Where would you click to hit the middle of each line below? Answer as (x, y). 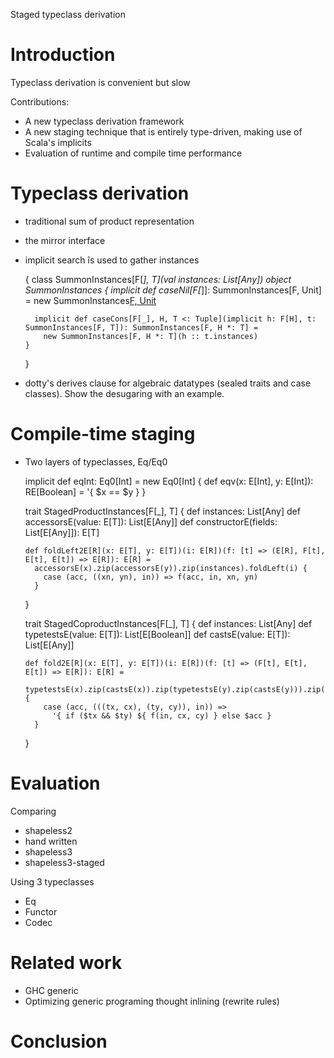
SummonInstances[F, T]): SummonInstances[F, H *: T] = (141, 327)
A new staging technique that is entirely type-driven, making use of (163, 131)
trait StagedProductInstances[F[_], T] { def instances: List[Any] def (162, 511)
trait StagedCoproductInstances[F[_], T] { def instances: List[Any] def (168, 623)
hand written (51, 841)
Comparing (33, 811)
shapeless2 (48, 830)
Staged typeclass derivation (68, 14)
